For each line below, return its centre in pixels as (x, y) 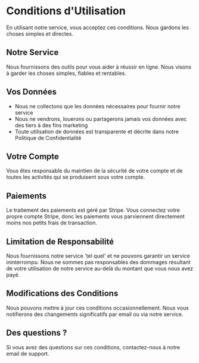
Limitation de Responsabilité (60, 241)
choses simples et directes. (40, 33)
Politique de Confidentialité (48, 137)
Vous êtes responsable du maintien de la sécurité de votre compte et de (94, 171)
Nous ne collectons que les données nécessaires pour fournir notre (97, 106)
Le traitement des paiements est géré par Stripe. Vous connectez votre (93, 210)
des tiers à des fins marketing (51, 125)
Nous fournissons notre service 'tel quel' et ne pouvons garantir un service (98, 256)
